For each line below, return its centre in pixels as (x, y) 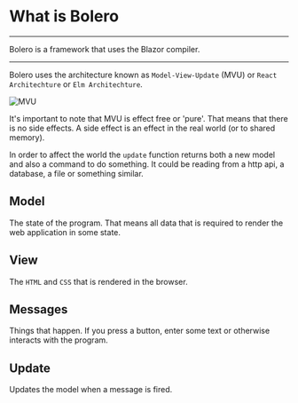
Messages (39, 309)
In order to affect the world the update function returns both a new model (142, 154)
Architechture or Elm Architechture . (76, 84)
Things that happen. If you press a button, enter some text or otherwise (140, 331)
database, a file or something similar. (76, 173)
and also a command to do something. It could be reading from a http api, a (147, 164)
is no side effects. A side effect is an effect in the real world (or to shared (142, 128)
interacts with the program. (59, 340)
